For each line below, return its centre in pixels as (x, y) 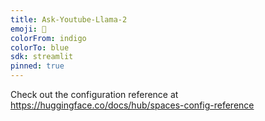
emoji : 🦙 (28, 29)
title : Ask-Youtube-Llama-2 (69, 19)
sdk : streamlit (42, 57)
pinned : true (37, 66)
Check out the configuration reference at (94, 94)
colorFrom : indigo (48, 38)
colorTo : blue (40, 47)
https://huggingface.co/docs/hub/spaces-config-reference (132, 105)
